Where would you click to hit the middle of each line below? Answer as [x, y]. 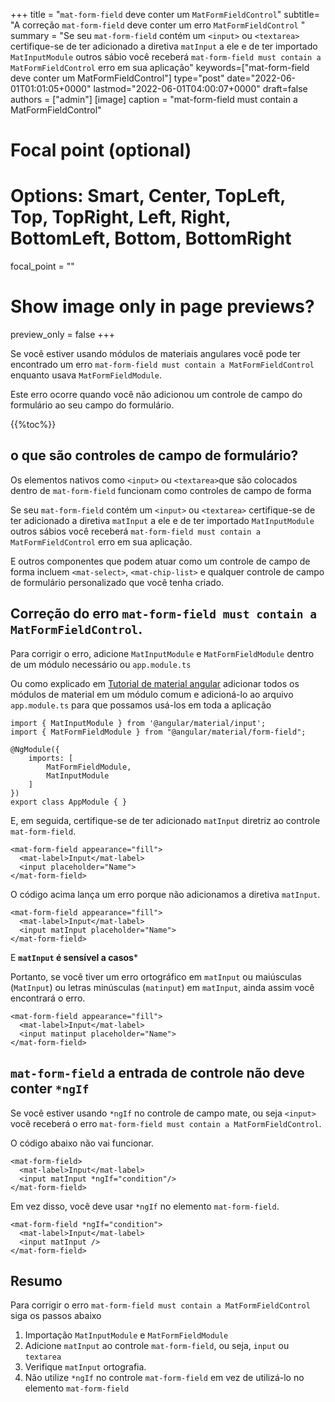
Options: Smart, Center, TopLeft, [148, 196]
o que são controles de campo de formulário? [154, 455]
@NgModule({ [35, 749]
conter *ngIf [50, 1089]
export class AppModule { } [69, 802]
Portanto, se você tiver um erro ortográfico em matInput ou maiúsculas [156, 976]
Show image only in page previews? [162, 306]
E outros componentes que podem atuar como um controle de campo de [160, 561]
